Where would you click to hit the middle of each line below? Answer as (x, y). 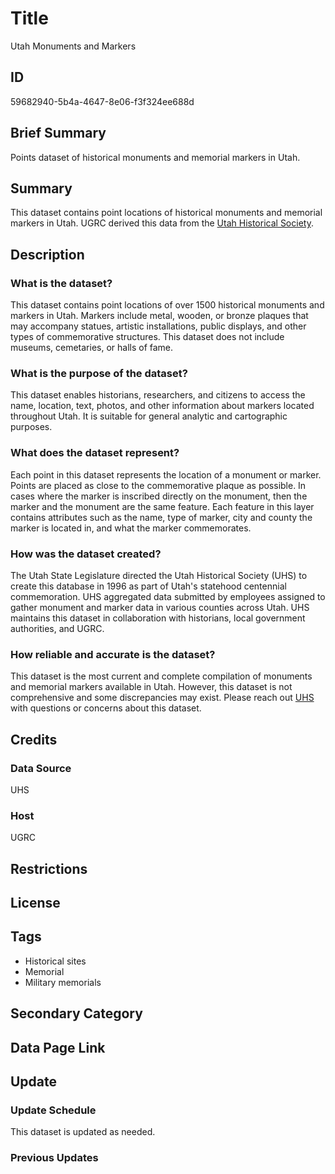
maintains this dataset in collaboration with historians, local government (158, 618)
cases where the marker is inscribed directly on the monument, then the (159, 496)
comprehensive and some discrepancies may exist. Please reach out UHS (162, 698)
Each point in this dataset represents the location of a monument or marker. (166, 474)
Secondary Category (76, 1013)
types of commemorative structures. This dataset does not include (147, 337)
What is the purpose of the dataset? (99, 373)
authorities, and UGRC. (57, 628)
